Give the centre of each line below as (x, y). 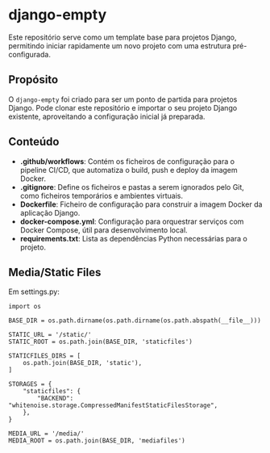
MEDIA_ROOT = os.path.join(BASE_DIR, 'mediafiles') (97, 441)
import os (25, 307)
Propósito (33, 80)
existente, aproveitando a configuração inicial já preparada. (107, 116)
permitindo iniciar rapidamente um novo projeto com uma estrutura (120, 45)
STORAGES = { (30, 384)
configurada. (29, 54)
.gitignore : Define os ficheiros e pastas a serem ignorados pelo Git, (132, 187)
